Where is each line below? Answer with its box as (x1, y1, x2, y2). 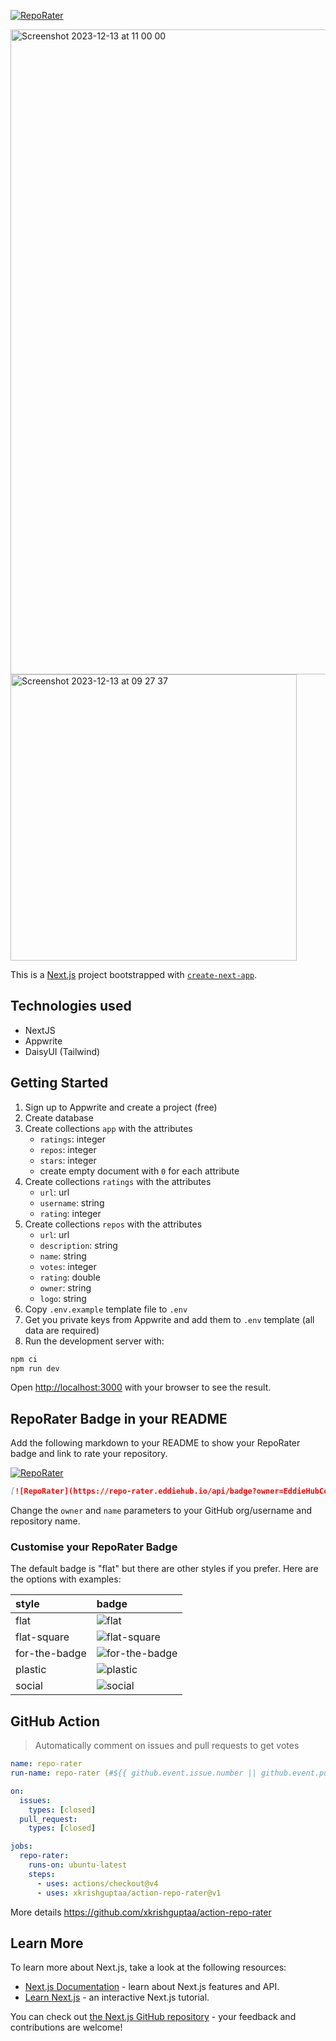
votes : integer (39, 1260, 97, 1272)
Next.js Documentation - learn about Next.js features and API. (24, 1981, 280, 1993)
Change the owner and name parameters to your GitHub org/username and (10, 1505, 313, 1517)
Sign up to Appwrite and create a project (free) (24, 1101, 218, 1113)
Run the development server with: (24, 1335, 165, 1347)
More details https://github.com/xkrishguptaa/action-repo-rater (10, 1906, 272, 1918)
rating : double (39, 1271, 101, 1283)
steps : (28, 1869, 56, 1879)
